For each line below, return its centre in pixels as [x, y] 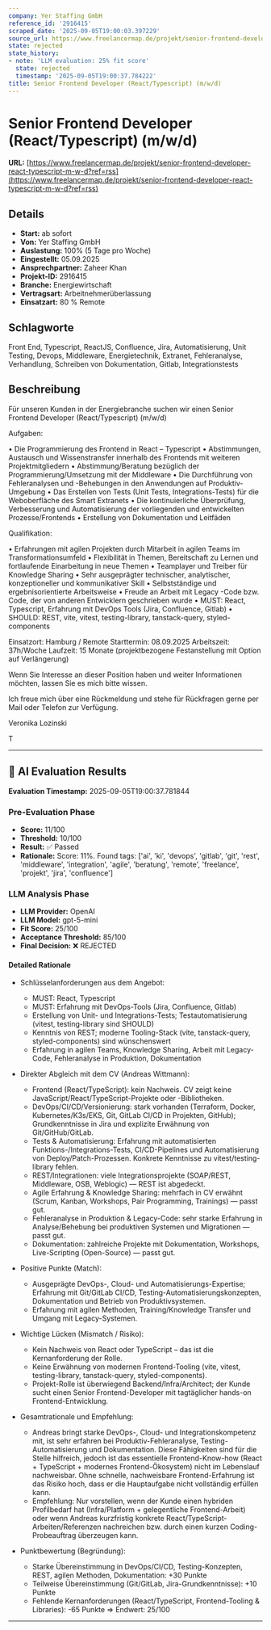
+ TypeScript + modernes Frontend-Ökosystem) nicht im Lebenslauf [146, 1467]
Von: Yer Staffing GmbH [60, 242]
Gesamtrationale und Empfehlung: [77, 1417]
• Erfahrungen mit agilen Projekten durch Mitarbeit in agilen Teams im [124, 548]
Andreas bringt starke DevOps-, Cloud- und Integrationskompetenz [144, 1433]
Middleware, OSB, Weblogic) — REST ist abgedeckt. [119, 1184]
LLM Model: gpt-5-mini [59, 920]
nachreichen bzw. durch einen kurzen [166, 1527]
